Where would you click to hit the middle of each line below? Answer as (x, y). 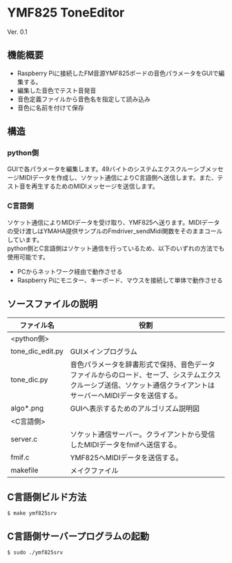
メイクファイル (94, 471)
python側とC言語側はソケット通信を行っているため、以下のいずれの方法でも (116, 248)
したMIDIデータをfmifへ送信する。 (126, 444)
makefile (25, 470)
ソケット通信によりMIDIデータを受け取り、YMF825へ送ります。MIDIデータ (114, 222)
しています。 (25, 239)
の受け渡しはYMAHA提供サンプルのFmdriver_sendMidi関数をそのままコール (115, 231)
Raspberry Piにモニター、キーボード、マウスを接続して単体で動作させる (120, 280)
